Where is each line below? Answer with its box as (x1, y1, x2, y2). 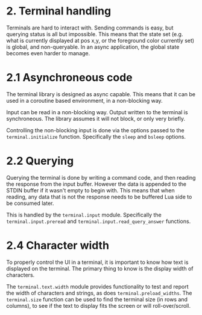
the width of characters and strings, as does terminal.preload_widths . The (6, 289, 192, 296)
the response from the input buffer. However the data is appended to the (6, 180, 187, 188)
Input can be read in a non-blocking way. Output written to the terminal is (6, 108, 188, 115)
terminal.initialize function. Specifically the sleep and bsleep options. (6, 133, 186, 140)
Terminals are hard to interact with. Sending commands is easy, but (6, 24, 174, 31)
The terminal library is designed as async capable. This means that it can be (6, 90, 196, 97)
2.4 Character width (6, 239, 110, 252)
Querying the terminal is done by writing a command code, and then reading (6, 174, 196, 181)
